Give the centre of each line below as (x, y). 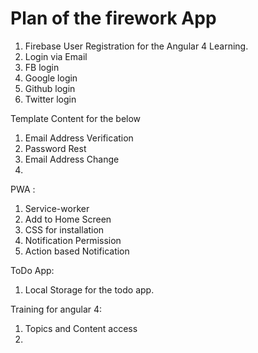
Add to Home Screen (68, 219)
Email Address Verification (79, 138)
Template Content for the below (76, 118)
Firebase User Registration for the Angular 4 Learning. (136, 46)
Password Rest (55, 148)
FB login (42, 67)
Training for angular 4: (56, 309)
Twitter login (50, 99)
